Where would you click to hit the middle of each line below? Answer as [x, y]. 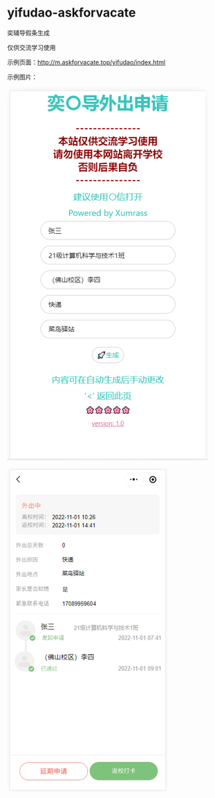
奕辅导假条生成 [28, 33]
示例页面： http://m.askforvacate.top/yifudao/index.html [86, 62]
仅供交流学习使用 [31, 47]
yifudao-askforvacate [72, 13]
